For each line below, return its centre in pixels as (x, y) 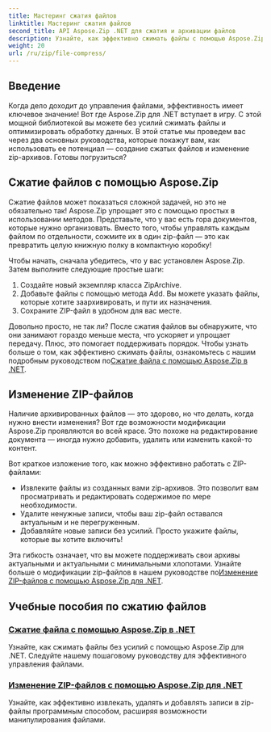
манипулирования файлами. (57, 720)
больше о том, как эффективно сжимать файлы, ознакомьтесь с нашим (132, 351)
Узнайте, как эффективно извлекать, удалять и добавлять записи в (124, 703)
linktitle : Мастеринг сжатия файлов (70, 23)
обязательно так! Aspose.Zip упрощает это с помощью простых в (122, 210)
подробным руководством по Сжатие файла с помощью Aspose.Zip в (128, 360)
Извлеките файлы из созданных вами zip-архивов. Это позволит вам (140, 488)
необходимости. (48, 505)
